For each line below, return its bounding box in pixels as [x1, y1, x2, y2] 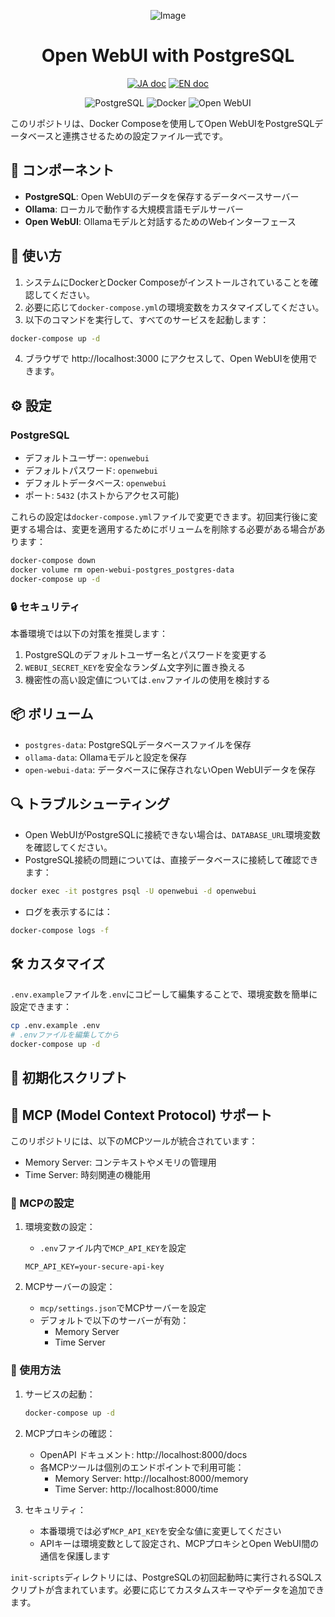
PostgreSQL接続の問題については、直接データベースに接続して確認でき [24, 853, 319, 865]
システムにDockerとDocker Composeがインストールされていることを [24, 276, 310, 288]
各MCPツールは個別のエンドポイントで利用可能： [39, 1461, 245, 1473]
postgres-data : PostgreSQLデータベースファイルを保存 [24, 738, 252, 750]
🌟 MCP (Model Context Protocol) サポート [10, 1106, 273, 1124]
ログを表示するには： [24, 905, 113, 917]
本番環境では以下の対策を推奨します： [10, 628, 168, 640]
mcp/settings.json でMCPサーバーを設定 [39, 1302, 207, 1314]
